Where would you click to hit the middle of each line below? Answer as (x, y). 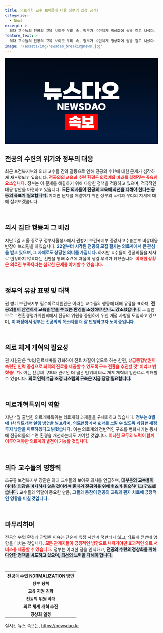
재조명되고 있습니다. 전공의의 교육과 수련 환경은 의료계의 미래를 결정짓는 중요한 (84, 178)
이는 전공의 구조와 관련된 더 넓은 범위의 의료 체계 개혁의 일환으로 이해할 (90, 372)
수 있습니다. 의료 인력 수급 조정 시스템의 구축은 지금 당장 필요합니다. (68, 378)
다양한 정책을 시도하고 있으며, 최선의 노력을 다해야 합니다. (59, 555)
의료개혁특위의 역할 (32, 404)
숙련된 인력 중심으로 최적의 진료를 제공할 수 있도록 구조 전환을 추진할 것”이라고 (78, 366)
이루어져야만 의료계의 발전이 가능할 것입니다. (47, 441)
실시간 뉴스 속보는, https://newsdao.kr (42, 626)
